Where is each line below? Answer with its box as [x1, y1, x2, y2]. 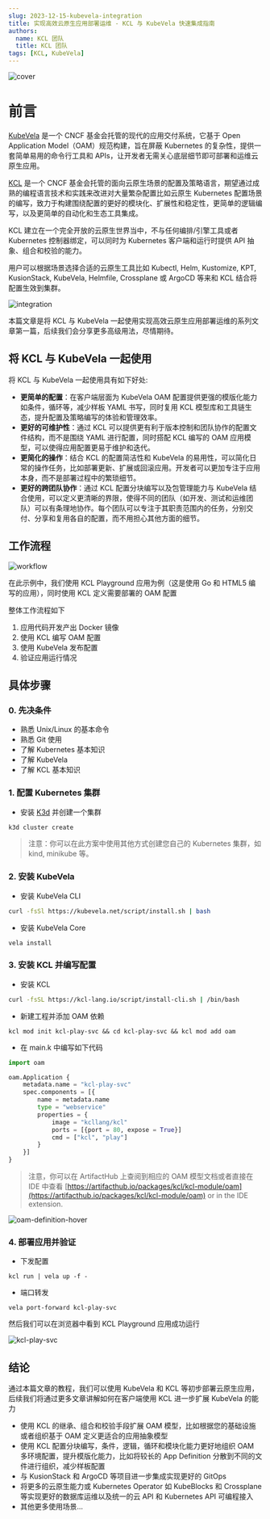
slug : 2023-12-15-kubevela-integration [8, 11, 143, 20]
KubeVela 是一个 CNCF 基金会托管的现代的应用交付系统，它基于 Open [8, 130, 241, 140]
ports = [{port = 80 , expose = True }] [51, 1126, 182, 1134]
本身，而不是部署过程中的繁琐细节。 [19, 473, 141, 482]
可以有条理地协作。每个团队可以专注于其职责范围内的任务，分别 [34, 503, 247, 513]
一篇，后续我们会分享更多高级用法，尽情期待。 [22, 326, 178, 335]
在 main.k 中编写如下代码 [19, 1042, 103, 1052]
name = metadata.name [37, 1096, 110, 1104]
